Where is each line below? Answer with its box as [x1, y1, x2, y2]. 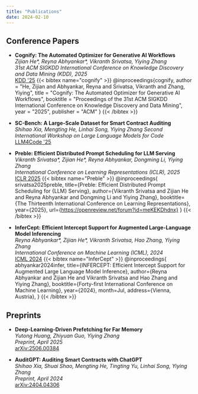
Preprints [6, 310, 41, 320]
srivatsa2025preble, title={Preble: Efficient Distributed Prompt [14, 181, 165, 188]
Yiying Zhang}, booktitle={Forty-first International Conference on [14, 281, 173, 288]
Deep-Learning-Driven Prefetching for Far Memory [14, 326, 143, 333]
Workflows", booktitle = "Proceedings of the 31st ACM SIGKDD [14, 96, 168, 103]
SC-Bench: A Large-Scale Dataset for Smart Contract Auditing [14, 119, 171, 127]
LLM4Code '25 [14, 138, 51, 145]
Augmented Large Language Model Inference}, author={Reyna [14, 268, 167, 275]
